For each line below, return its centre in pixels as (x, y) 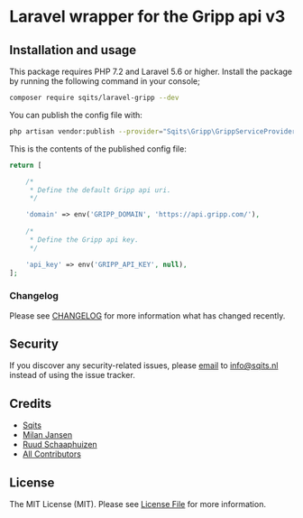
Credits (31, 403)
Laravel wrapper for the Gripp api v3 (147, 17)
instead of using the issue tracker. (72, 375)
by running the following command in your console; (105, 81)
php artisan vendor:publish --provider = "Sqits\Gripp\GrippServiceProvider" (155, 131)
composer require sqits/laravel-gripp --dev (94, 97)
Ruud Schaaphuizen (60, 445)
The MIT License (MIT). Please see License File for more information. (138, 504)
